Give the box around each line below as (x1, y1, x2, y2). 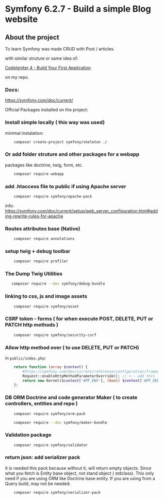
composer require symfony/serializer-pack (14, 490, 101, 495)
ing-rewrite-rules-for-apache (5, 213, 64, 219)
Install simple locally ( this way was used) (5, 119, 105, 126)
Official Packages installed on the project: (5, 107, 88, 113)
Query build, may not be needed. (5, 481, 71, 486)
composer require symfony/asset (14, 304, 79, 309)
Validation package (5, 431, 52, 438)
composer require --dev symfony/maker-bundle (14, 420, 108, 425)
